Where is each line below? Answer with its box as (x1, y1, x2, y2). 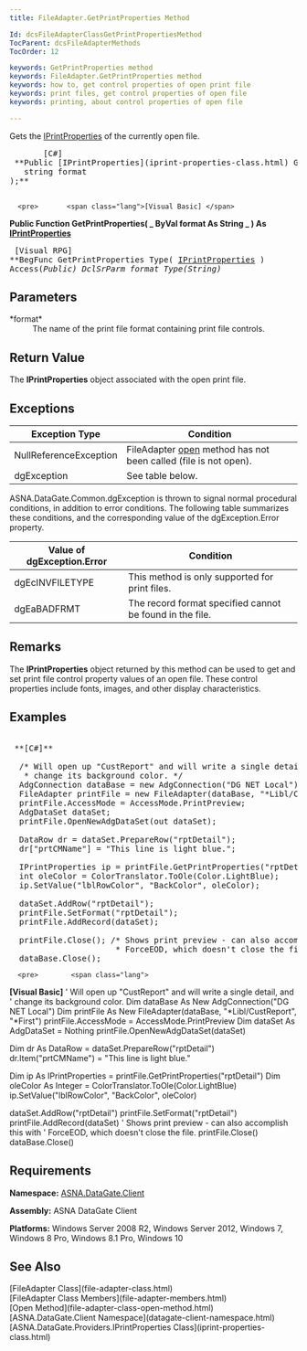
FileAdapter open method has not (126, 443, 270, 456)
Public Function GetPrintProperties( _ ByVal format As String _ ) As (9, 218, 267, 229)
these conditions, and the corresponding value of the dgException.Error (9, 513, 281, 524)
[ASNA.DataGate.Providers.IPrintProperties (9, 1322, 172, 1333)
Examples (9, 709, 67, 725)
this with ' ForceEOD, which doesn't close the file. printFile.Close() (9, 1126, 259, 1138)
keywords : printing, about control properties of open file (9, 97, 244, 106)
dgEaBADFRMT (14, 602, 80, 615)
